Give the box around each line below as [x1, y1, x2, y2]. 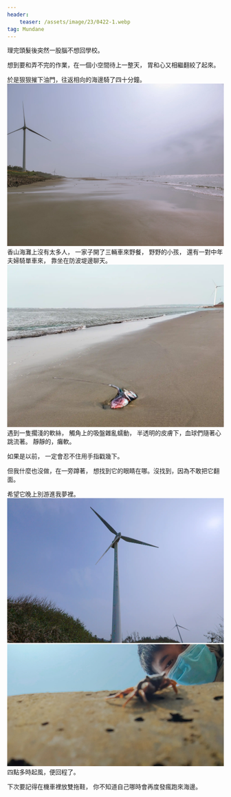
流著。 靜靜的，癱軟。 [12, 438, 76, 446]
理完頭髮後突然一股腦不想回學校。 [7, 46, 104, 54]
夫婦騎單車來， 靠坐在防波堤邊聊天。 [7, 256, 111, 265]
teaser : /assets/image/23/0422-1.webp [19, 18, 131, 26]
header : [7, 11, 30, 18]
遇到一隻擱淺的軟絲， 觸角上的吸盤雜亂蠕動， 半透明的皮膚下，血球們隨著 [7, 429, 215, 437]
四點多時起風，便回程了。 [7, 768, 80, 776]
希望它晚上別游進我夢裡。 [7, 490, 80, 498]
